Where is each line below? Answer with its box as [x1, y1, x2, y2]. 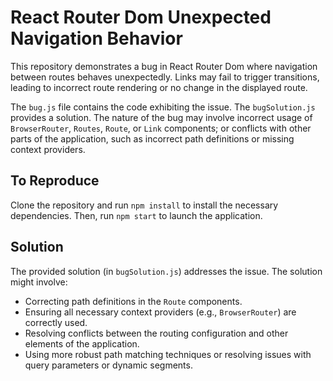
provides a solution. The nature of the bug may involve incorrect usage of [10, 111, 313, 123]
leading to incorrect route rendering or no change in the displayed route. [10, 81, 308, 93]
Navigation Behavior [10, 27, 183, 50]
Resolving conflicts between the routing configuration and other [24, 327, 289, 339]
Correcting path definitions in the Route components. [24, 295, 243, 307]
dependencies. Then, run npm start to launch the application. [10, 209, 263, 221]
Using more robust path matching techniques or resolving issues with [24, 348, 312, 360]
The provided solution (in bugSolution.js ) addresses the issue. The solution [10, 265, 323, 277]
